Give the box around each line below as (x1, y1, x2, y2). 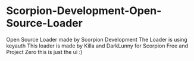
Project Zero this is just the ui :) (6, 48, 83, 55)
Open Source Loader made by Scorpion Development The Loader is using (6, 36, 187, 43)
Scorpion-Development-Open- (6, 4, 162, 18)
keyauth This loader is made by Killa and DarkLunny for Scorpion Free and (6, 42, 189, 49)
